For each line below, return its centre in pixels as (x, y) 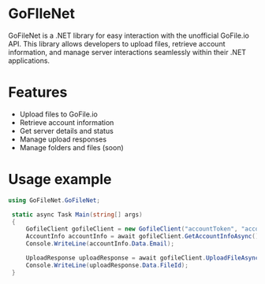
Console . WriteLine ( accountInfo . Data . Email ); (100, 244)
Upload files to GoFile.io (59, 114)
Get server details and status (67, 131)
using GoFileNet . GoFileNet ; (54, 200)
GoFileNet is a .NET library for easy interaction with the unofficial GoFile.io (129, 35)
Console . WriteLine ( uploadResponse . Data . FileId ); (107, 265)
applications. (29, 61)
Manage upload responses (63, 139)
